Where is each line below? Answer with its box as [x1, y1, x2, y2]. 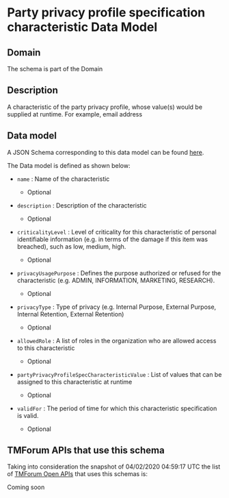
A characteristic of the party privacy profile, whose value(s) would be [7, 103, 203, 111]
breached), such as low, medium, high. [16, 242, 126, 251]
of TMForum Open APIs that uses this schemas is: [7, 470, 148, 478]
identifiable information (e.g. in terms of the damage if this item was [16, 235, 208, 243]
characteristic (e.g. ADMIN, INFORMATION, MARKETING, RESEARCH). [16, 276, 215, 284]
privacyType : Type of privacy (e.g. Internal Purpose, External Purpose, [16, 303, 217, 311]
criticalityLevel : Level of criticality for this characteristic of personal [16, 227, 217, 236]
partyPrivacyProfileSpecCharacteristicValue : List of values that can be [16, 370, 222, 378]
